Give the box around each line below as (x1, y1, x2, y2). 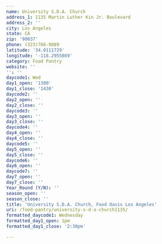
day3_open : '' (6, 113, 41, 119)
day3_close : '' (6, 119, 44, 125)
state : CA (6, 31, 31, 37)
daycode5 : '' (6, 140, 38, 147)
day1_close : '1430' (6, 86, 54, 92)
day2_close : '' (6, 102, 44, 108)
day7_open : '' (6, 174, 41, 180)
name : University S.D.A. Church (6, 8, 86, 15)
